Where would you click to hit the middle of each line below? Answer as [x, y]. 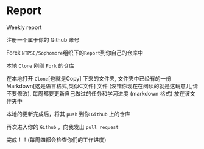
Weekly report [24, 27]
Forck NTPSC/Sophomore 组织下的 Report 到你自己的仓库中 [75, 53]
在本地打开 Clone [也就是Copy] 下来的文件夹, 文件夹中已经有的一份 [89, 78]
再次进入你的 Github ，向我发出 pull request [62, 127]
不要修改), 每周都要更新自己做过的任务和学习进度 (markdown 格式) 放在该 [98, 93]
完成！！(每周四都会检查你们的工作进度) [56, 139]
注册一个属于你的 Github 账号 [43, 39]
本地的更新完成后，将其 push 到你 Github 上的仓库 [69, 114]
